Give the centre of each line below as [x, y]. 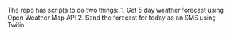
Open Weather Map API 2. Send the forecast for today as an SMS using [112, 17]
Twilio [16, 25]
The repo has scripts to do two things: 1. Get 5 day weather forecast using [116, 10]
